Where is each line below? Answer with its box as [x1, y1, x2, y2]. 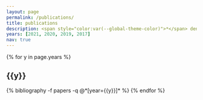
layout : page [6, 8, 39, 15]
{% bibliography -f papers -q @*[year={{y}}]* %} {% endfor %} [6, 87, 166, 94]
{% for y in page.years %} [6, 54, 71, 60]
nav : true [6, 37, 31, 43]
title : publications [6, 20, 59, 26]
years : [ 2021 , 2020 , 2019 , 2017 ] [6, 31, 91, 37]
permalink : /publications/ [6, 14, 74, 20]
